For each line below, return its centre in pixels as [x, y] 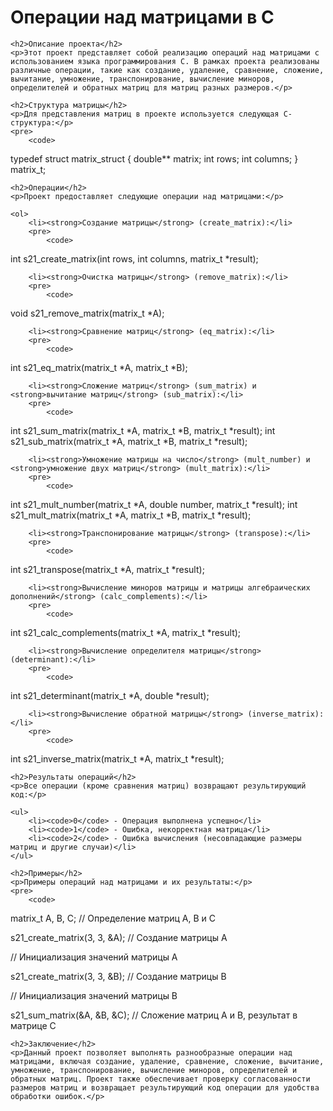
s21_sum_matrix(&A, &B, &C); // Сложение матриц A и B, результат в [154, 1015]
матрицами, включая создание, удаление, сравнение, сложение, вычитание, [167, 1061]
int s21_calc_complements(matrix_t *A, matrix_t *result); [126, 632]
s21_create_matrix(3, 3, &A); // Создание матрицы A [119, 937]
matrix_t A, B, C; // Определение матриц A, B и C [113, 918]
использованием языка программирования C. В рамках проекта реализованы [165, 61]
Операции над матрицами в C [142, 17]
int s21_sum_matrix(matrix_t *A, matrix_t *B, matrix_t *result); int [143, 430]
